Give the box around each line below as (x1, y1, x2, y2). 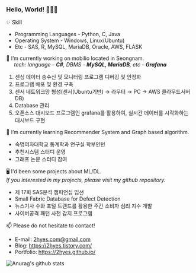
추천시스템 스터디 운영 (14, 148, 66, 155)
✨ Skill (6, 19, 23, 26)
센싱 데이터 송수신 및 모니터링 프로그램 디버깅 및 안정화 (14, 74, 142, 81)
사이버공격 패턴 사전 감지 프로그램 (14, 210, 93, 217)
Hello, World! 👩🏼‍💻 (6, 5, 58, 14)
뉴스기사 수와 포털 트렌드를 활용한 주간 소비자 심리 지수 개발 (14, 202, 153, 209)
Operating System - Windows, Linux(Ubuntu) (14, 37, 125, 44)
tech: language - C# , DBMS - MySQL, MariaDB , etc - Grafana (14, 61, 167, 68)
